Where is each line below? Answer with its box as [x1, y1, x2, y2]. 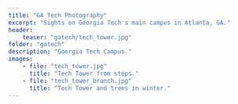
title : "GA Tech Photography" [8, 11, 108, 20]
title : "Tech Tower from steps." [28, 70, 139, 77]
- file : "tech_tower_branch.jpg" [22, 77, 132, 84]
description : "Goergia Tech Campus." [8, 48, 132, 56]
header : [8, 26, 34, 34]
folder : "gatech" [8, 41, 65, 48]
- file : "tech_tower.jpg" [22, 63, 108, 70]
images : [8, 56, 34, 63]
